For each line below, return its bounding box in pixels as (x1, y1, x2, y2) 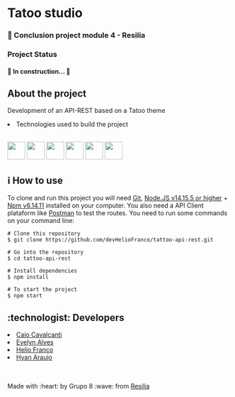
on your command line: (7, 217, 74, 225)
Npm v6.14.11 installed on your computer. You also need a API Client (7, 201, 204, 210)
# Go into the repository (7, 249, 84, 256)
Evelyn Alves (16, 338, 54, 347)
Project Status (7, 50, 58, 60)
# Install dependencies (7, 268, 78, 275)
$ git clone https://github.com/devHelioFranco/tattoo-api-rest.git (7, 236, 214, 244)
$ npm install (7, 273, 50, 281)
